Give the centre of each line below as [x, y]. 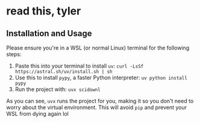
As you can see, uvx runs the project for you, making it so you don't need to [100, 101]
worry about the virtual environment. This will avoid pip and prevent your [97, 107]
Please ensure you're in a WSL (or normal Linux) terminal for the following [98, 48]
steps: [14, 54]
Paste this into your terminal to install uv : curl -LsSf [79, 66]
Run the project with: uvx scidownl [58, 89]
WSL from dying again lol [38, 114]
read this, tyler [44, 11]
